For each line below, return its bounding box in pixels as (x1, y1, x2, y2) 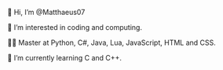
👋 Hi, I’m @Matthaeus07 (7, 8, 86, 17)
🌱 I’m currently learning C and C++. (7, 53, 122, 62)
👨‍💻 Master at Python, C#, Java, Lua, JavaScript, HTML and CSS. (7, 38, 217, 47)
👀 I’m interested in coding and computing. (7, 23, 143, 31)
